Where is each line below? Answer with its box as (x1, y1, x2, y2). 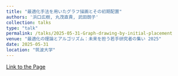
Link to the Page (6, 63, 46, 70)
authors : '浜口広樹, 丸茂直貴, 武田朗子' (6, 14, 99, 20)
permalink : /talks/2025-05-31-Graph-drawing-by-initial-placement (6, 31, 173, 37)
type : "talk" (6, 25, 38, 31)
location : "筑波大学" (6, 47, 56, 53)
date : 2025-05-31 (6, 42, 49, 48)
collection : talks (6, 19, 51, 25)
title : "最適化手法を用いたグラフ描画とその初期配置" (6, 8, 122, 15)
